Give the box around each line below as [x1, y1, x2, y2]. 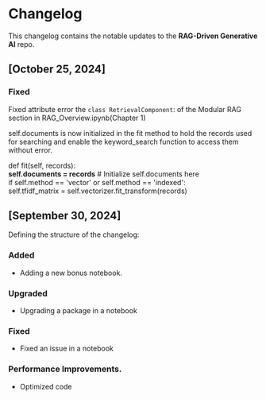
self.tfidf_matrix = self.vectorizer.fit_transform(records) [8, 186, 188, 196]
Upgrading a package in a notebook [19, 306, 137, 316]
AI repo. [8, 39, 35, 48]
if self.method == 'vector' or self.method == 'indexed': [8, 177, 186, 187]
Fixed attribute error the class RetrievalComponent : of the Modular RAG [8, 104, 242, 114]
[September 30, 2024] [8, 209, 121, 223]
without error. [8, 145, 53, 155]
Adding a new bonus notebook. [19, 268, 123, 277]
